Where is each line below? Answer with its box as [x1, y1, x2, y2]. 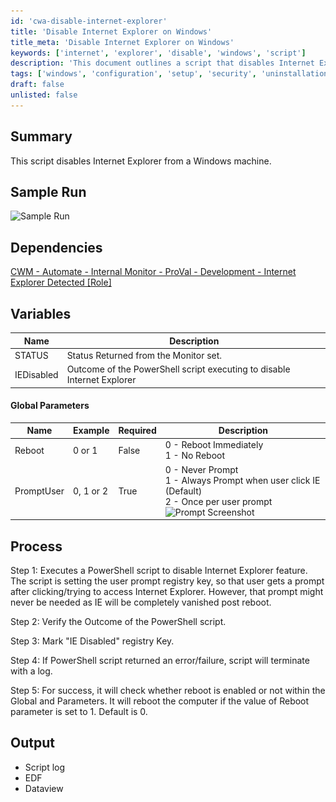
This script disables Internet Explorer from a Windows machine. [10, 155, 272, 167]
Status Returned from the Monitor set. [66, 349, 223, 361]
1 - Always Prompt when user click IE [164, 474, 321, 486]
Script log [24, 761, 66, 773]
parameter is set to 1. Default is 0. [10, 706, 148, 718]
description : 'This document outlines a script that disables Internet [10, 58, 315, 69]
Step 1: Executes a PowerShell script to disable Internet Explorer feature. [10, 565, 308, 577]
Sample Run [10, 183, 87, 200]
